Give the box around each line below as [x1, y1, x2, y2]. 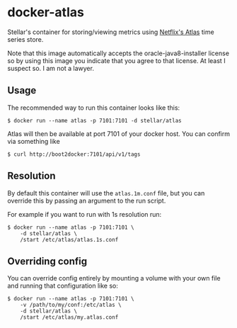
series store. [7, 35, 44, 43]
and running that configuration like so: [7, 281, 119, 290]
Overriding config [7, 255, 87, 267]
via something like [7, 137, 60, 145]
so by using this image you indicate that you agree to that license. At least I [7, 56, 226, 64]
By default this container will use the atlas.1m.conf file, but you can [7, 188, 205, 197]
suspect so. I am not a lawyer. [7, 64, 94, 72]
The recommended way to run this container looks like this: [7, 103, 180, 112]
